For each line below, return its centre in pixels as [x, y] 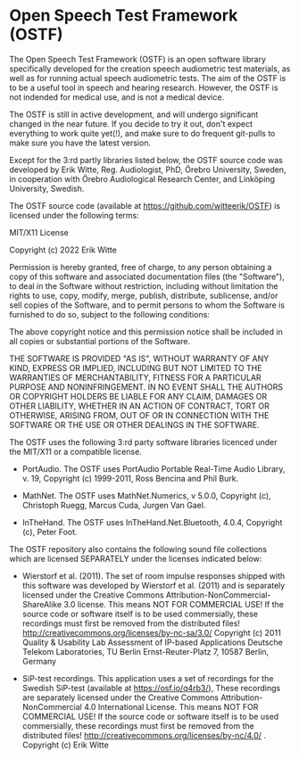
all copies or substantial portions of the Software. [100, 341]
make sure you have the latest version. [80, 143]
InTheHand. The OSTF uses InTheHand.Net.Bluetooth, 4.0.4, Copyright [152, 522]
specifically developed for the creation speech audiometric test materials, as [150, 69]
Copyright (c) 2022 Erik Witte [63, 250]
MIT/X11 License [39, 232]
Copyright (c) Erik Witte [65, 745]
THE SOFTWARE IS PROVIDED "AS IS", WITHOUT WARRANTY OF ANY [139, 359]
